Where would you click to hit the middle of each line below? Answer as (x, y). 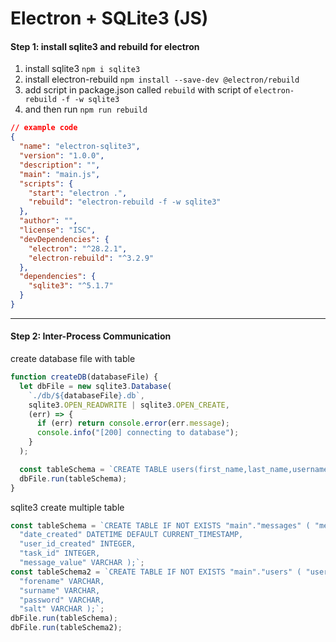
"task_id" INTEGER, (60, 553)
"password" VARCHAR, (62, 600)
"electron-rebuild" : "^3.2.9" (91, 258)
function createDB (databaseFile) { (84, 377)
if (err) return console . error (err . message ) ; (133, 423)
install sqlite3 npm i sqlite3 (82, 69)
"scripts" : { (46, 183)
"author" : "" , (48, 221)
